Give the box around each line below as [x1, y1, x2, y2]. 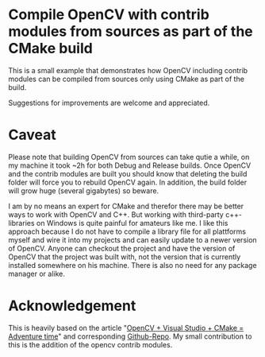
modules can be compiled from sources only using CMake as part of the [8, 74, 244, 83]
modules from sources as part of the [8, 22, 254, 41]
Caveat [8, 126, 57, 144]
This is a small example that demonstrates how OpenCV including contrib [8, 65, 248, 75]
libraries [8, 218, 35, 227]
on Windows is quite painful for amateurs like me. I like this [36, 218, 229, 227]
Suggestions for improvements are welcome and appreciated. [8, 98, 210, 107]
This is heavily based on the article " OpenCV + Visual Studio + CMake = [8, 323, 244, 332]
